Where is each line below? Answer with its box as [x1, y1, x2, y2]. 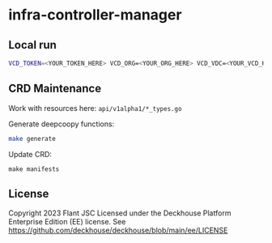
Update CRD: [8, 149, 53, 159]
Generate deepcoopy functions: [8, 119, 115, 129]
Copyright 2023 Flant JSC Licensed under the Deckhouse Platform [8, 208, 232, 218]
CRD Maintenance [8, 82, 102, 96]
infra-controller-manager [8, 6, 182, 24]
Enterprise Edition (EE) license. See [8, 217, 126, 227]
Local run [8, 38, 57, 52]
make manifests [8, 164, 60, 173]
